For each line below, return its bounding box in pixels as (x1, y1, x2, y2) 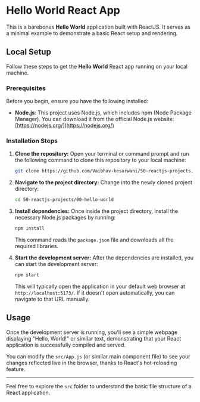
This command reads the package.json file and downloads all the (14, 236, 174, 243)
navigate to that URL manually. (14, 295, 90, 302)
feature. (6, 365, 26, 373)
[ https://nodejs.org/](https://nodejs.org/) (14, 122, 114, 129)
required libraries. (14, 242, 58, 249)
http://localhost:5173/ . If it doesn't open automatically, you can (14, 289, 175, 296)
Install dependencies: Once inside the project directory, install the (14, 208, 179, 215)
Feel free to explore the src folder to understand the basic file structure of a (6, 382, 192, 389)
